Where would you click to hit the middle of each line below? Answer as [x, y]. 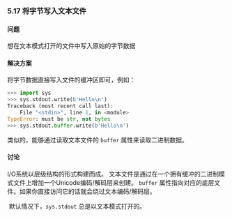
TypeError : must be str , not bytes [59, 119]
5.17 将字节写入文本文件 [47, 10]
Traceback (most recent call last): [60, 106]
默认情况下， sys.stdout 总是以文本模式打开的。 [77, 206]
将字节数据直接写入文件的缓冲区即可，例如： [71, 80]
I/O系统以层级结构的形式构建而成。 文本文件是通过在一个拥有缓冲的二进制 [113, 174]
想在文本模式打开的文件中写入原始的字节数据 [71, 46]
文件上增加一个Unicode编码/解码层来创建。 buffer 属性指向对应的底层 [114, 182]
